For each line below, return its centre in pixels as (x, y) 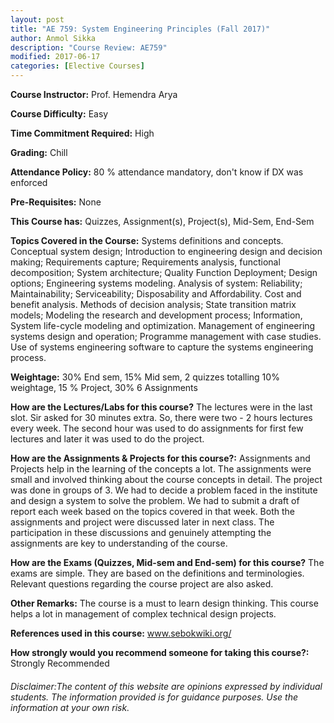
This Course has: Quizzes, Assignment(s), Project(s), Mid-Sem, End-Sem (162, 221)
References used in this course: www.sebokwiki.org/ (121, 633)
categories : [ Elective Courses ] (77, 66)
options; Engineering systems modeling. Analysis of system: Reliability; (156, 283)
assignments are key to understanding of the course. (119, 543)
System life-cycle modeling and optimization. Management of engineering (163, 325)
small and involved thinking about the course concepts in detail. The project (166, 479)
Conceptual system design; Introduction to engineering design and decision (166, 251)
